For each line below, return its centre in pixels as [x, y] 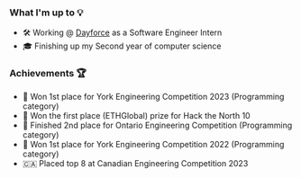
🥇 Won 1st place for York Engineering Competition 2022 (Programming [153, 144]
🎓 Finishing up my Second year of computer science [122, 46]
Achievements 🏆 [48, 74]
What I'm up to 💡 [46, 13]
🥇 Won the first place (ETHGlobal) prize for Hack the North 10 [136, 115]
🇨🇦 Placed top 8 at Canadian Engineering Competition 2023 [135, 163]
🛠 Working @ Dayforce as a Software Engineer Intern [122, 32]
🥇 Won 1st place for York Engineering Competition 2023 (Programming [153, 96]
